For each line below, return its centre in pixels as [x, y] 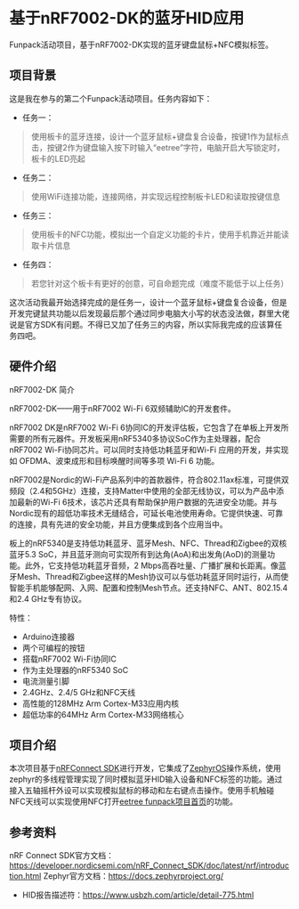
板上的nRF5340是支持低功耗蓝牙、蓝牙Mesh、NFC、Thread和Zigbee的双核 [148, 543]
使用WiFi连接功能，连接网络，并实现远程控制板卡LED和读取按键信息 [156, 196]
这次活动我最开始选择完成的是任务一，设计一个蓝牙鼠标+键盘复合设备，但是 [148, 302]
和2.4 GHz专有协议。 [48, 598]
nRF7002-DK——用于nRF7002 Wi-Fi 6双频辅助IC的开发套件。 [122, 408]
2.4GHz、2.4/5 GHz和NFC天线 [79, 692]
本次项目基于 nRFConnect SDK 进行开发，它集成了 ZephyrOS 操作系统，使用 [145, 768]
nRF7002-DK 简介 [42, 389]
